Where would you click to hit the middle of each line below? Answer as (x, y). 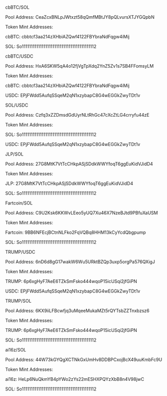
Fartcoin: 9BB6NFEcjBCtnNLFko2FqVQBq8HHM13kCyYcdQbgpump (76, 232)
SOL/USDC (17, 105)
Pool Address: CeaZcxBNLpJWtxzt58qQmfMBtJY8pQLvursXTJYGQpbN (80, 17)
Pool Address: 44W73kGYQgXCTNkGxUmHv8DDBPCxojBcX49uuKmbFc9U (84, 360)
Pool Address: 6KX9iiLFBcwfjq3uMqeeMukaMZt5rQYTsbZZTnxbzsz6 (77, 311)
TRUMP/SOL (18, 301)
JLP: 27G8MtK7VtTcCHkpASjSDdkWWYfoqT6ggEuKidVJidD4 (69, 183)
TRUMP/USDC (20, 252)
